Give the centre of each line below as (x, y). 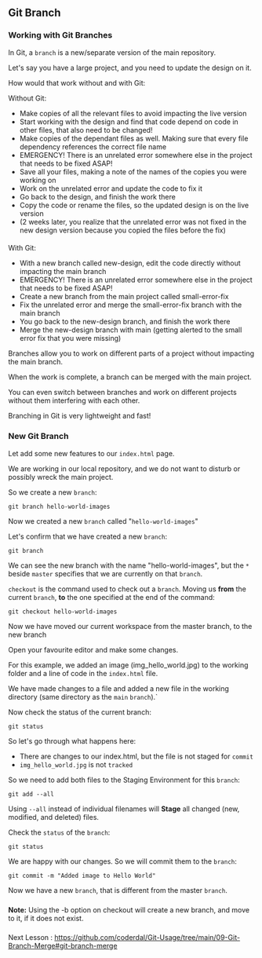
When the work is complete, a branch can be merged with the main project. (130, 377)
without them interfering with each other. (74, 400)
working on (38, 180)
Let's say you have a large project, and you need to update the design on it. (130, 68)
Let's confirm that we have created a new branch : (87, 536)
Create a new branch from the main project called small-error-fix (124, 297)
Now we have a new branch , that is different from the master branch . (118, 890)
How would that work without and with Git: (77, 82)
